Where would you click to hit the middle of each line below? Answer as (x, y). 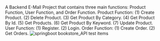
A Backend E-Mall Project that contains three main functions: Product (76, 7)
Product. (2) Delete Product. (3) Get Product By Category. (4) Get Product (80, 18)
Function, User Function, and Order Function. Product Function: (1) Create (80, 12)
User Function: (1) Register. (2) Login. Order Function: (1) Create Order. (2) (80, 28)
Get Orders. (17, 33)
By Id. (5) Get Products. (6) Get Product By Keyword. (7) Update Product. (79, 23)
